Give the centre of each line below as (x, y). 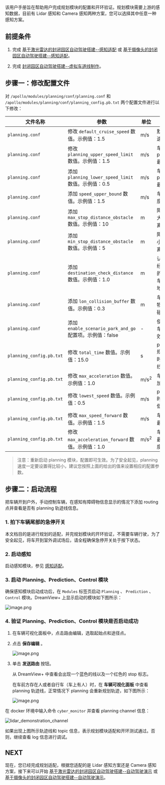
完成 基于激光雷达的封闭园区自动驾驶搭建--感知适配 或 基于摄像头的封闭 (85, 49)
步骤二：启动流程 (31, 490)
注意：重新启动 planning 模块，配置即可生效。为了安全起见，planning (87, 460)
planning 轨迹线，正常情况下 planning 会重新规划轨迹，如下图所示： (81, 691)
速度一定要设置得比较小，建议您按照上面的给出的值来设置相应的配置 (86, 466)
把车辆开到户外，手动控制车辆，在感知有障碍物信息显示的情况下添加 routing (82, 502)
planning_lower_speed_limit (101, 177)
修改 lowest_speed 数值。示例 (101, 395)
